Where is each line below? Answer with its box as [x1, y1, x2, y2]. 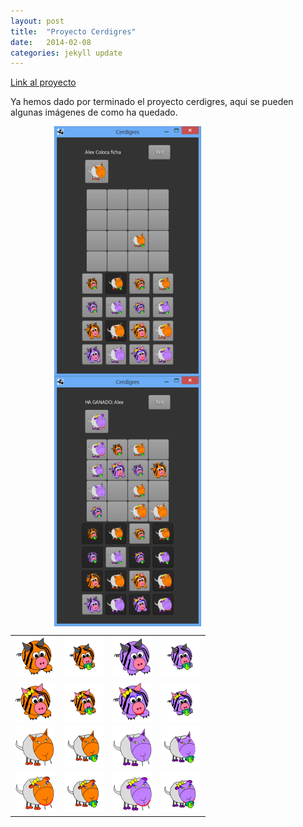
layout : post [10, 16, 65, 26]
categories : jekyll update [10, 48, 123, 58]
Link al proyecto [10, 76, 77, 89]
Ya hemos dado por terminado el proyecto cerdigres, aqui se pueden [10, 96, 294, 108]
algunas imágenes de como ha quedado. [10, 106, 178, 119]
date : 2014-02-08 [10, 37, 92, 47]
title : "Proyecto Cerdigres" [10, 26, 137, 37]
